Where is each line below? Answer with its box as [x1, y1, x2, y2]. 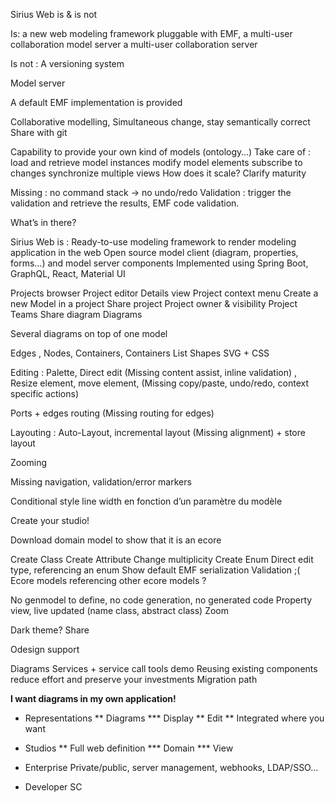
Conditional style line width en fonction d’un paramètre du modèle [10, 495, 283, 507]
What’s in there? [10, 217, 77, 228]
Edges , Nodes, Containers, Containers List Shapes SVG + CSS [10, 347, 270, 359]
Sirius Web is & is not [10, 9, 98, 20]
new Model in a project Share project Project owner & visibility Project [10, 298, 298, 309]
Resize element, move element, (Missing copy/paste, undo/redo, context [10, 377, 309, 389]
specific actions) [10, 388, 80, 399]
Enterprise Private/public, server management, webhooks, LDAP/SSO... [24, 762, 319, 773]
